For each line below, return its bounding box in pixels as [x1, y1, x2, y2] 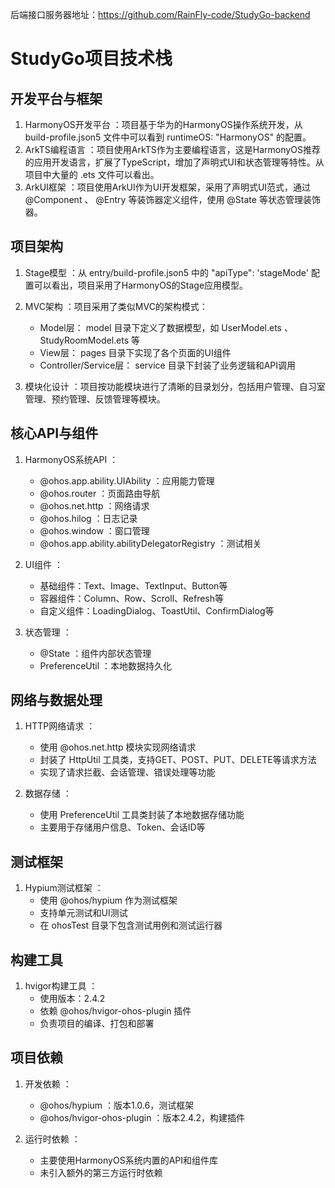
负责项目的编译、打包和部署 [39, 1018, 155, 1030]
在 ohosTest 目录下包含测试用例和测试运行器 [39, 919, 223, 932]
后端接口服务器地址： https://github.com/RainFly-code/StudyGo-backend [10, 9, 311, 20]
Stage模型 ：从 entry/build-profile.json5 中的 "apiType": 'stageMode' [24, 266, 309, 278]
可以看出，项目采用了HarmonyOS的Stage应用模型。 [33, 279, 249, 291]
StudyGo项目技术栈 [10, 48, 173, 70]
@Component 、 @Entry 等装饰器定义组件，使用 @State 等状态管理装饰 [24, 194, 321, 205]
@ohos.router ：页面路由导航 [39, 487, 161, 499]
